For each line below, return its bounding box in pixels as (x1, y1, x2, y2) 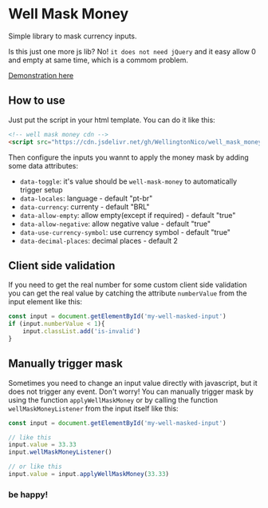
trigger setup (19, 185, 63, 194)
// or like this (8, 462, 62, 471)
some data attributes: (8, 161, 78, 170)
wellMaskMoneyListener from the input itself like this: (8, 403, 179, 413)
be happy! (8, 489, 49, 500)
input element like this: (8, 297, 82, 307)
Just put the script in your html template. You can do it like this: (8, 115, 215, 125)
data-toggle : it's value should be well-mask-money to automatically (19, 177, 238, 186)
